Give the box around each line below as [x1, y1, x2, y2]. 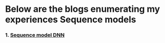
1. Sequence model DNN [5, 32, 65, 39]
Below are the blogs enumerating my [5, 3, 161, 15]
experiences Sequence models [5, 14, 136, 25]
